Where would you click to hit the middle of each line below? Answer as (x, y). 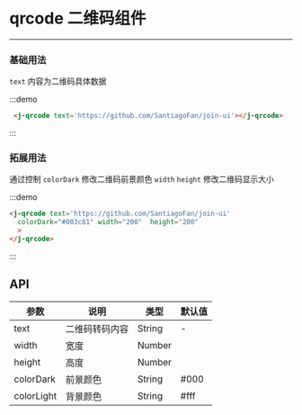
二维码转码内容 (97, 329)
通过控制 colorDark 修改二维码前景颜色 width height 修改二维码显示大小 (142, 179)
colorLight (35, 395)
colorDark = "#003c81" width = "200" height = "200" (108, 222)
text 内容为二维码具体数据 (58, 81)
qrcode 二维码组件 (78, 18)
